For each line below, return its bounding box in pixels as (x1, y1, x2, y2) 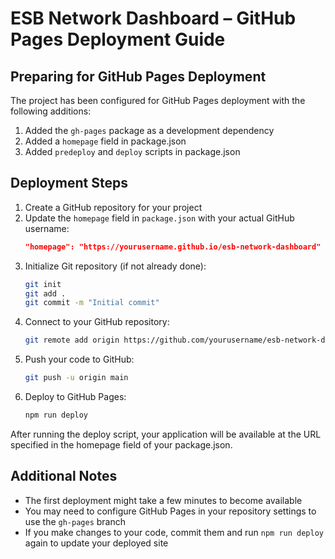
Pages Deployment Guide (10, 28, 226, 51)
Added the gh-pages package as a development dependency (24, 125, 275, 136)
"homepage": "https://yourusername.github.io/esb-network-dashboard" (24, 242, 322, 252)
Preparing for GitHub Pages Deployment (10, 68, 267, 85)
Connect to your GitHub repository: (24, 316, 170, 328)
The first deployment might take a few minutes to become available (24, 494, 303, 506)
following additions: (10, 105, 92, 117)
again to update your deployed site (24, 537, 169, 549)
